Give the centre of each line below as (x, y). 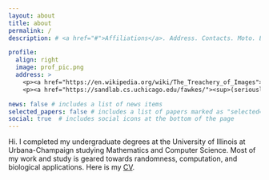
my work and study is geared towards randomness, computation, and (123, 159)
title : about (30, 23)
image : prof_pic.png (50, 68)
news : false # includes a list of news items (85, 104)
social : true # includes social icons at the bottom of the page (121, 119)
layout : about (32, 16)
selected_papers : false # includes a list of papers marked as (116, 112)
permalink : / (30, 30)
